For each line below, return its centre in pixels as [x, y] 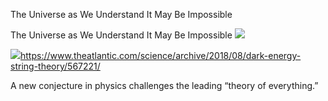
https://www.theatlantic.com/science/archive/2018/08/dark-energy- [161, 55]
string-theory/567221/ [55, 66]
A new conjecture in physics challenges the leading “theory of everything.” [164, 85]
